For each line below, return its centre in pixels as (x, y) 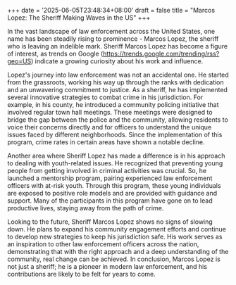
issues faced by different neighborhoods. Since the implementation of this (115, 134)
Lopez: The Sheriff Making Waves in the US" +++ (79, 18)
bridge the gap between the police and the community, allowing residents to (118, 120)
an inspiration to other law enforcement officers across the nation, (103, 244)
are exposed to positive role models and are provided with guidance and (112, 193)
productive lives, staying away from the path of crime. (86, 208)
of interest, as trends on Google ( (55, 53)
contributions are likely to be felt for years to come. (82, 274)
